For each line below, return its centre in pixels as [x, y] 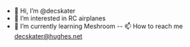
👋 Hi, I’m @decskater [45, 11]
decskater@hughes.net [48, 36]
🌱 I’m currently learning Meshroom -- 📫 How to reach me [98, 26]
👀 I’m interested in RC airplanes [60, 18]
